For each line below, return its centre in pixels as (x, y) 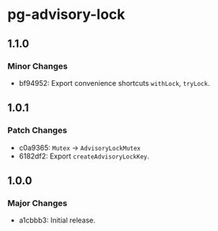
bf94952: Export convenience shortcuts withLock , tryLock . (114, 83)
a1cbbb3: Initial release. (57, 220)
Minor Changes (38, 66)
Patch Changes (38, 130)
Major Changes (38, 203)
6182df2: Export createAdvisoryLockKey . (84, 156)
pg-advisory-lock (66, 15)
